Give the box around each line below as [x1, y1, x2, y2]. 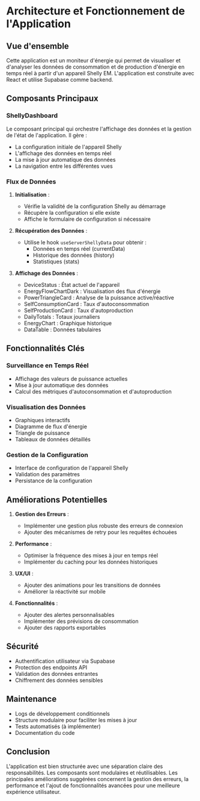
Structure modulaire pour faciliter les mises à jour [14, 716, 137, 723]
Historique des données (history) [32, 251, 115, 259]
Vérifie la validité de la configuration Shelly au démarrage [23, 203, 166, 210]
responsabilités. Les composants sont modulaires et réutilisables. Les [6, 769, 178, 776]
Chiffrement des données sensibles [14, 677, 103, 684]
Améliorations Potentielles [6, 494, 108, 505]
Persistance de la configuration [14, 477, 92, 485]
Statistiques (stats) [32, 257, 80, 265]
